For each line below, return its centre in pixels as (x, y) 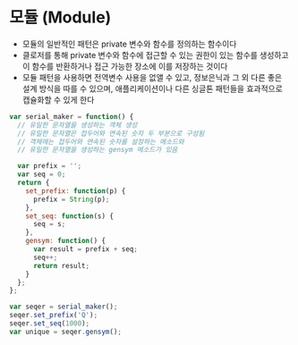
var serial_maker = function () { (72, 116)
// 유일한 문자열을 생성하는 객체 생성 (77, 125)
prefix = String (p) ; (71, 199)
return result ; (61, 265)
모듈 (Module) (60, 17)
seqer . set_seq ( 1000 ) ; (50, 324)
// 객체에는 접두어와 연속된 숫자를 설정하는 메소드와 (101, 142)
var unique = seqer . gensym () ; (66, 332)
